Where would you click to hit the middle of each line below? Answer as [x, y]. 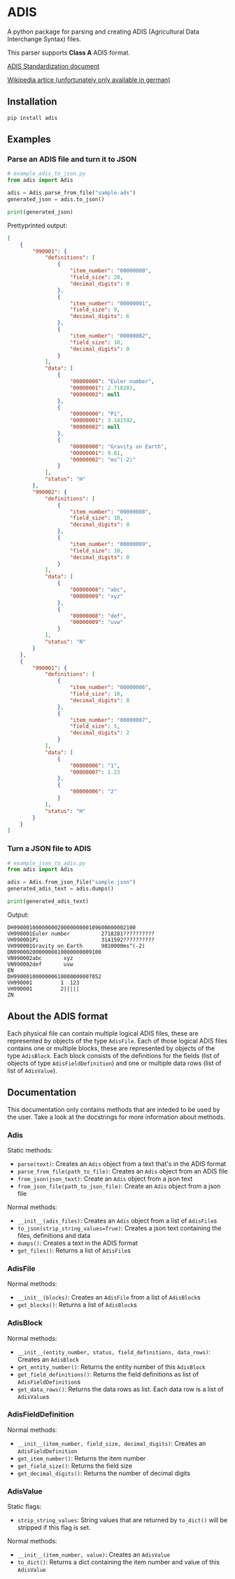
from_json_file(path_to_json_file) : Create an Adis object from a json [119, 1186]
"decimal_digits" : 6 [100, 317]
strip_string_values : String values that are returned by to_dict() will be [122, 1520]
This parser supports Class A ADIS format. [69, 53]
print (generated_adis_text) [48, 902]
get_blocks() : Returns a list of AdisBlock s [77, 1305]
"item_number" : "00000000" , [111, 271]
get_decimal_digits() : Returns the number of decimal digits [104, 1473]
